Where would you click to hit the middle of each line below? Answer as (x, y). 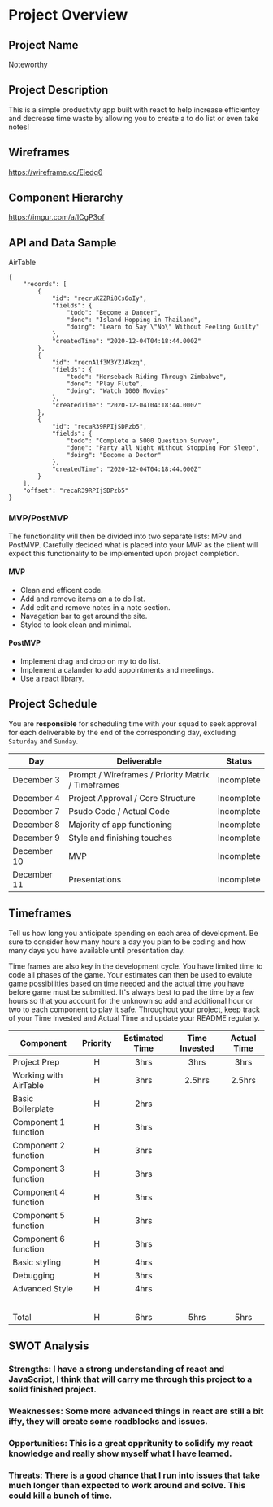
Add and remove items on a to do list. (82, 599)
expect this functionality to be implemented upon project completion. (124, 553)
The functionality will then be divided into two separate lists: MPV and (125, 536)
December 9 (37, 838)
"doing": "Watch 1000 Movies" (117, 391)
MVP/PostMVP (39, 518)
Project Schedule (53, 704)
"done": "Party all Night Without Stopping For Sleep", (163, 448)
